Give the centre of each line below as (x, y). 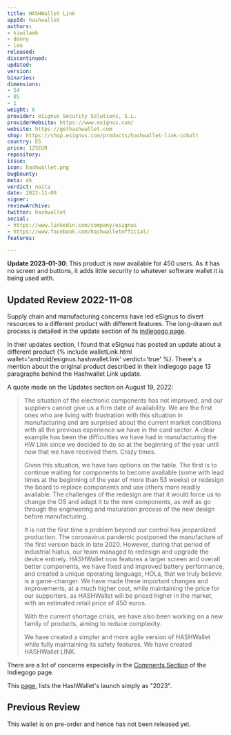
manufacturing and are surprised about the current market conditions (123, 423)
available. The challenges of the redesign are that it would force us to (122, 494)
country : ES (24, 142)
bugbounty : (23, 174)
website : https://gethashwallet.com (60, 129)
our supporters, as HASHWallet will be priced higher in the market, (119, 596)
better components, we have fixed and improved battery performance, (124, 567)
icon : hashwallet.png (38, 167)
